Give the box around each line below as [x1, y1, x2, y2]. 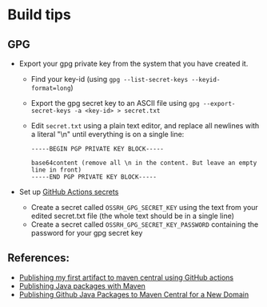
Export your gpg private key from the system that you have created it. [18, 59, 249, 68]
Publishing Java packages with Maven [18, 281, 145, 290]
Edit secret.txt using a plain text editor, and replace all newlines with [30, 121, 260, 130]
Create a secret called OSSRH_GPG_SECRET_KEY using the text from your [30, 203, 259, 212]
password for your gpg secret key [30, 228, 143, 237]
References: [7, 251, 70, 265]
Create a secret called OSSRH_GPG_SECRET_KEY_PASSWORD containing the [30, 220, 259, 229]
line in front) [30, 166, 82, 174]
